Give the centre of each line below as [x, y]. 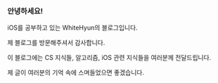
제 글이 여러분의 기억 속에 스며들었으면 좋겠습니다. [76, 72]
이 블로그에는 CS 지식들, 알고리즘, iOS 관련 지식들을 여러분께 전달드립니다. [109, 58]
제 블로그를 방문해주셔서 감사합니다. [56, 43]
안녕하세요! [25, 11]
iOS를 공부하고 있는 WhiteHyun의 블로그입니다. [73, 28]
